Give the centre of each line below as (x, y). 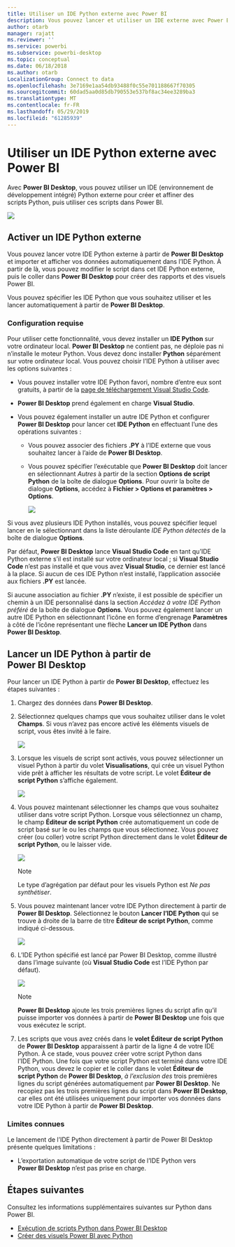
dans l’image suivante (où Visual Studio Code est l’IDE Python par (113, 963)
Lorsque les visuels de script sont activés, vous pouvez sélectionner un (120, 758)
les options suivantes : (40, 368)
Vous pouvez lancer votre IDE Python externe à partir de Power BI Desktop (115, 254)
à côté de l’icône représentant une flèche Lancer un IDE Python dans (107, 625)
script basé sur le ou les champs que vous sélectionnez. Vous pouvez (118, 829)
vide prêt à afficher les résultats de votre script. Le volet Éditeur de (114, 773)
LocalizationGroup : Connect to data (60, 79)
